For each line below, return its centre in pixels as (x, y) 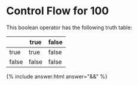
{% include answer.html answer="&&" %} (57, 76)
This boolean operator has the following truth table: (69, 27)
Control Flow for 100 (58, 11)
